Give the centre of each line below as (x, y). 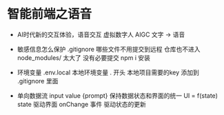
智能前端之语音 (50, 14)
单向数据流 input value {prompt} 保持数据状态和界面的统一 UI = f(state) (118, 95)
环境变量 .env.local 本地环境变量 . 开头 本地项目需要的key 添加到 (108, 72)
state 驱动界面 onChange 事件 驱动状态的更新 (82, 104)
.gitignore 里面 (38, 81)
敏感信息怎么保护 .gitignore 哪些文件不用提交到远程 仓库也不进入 (109, 49)
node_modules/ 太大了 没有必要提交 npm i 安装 (83, 57)
